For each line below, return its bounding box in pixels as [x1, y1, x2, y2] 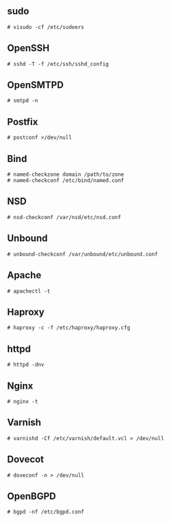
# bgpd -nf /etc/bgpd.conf [7, 508, 84, 516]
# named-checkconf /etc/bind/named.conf [7, 177, 125, 184]
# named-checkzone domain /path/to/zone [7, 171, 125, 178]
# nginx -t [7, 398, 38, 405]
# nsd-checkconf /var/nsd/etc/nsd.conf [7, 214, 122, 220]
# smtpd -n [7, 98, 38, 104]
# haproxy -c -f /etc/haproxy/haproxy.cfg [7, 324, 130, 332]
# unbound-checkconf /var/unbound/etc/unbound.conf [7, 251, 158, 258]
